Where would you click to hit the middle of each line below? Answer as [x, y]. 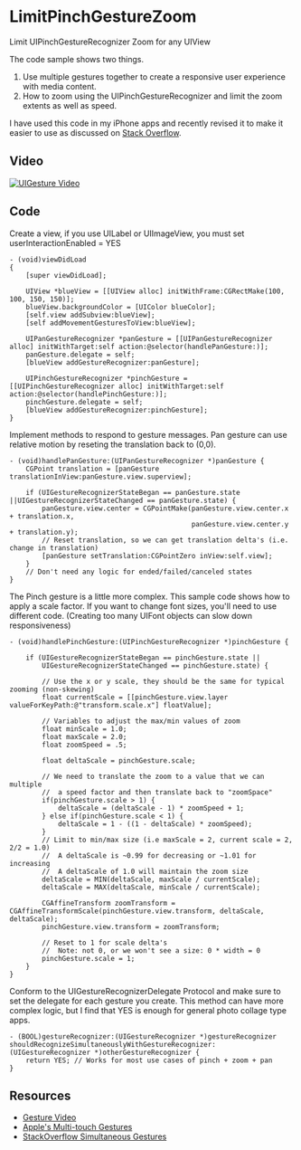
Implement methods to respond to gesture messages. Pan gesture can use [148, 434]
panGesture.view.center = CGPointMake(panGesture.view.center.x [165, 508]
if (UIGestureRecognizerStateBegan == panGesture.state [133, 492]
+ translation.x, [42, 516]
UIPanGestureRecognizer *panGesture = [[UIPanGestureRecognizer [149, 338]
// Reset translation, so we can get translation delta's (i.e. [165, 540]
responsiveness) [40, 625]
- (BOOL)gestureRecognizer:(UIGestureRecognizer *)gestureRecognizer [143, 1036]
